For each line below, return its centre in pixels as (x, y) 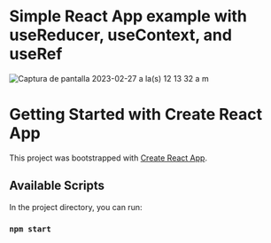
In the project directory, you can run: (76, 207)
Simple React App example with (128, 16)
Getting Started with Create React (136, 115)
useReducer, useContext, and (121, 35)
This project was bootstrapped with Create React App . (108, 158)
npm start (30, 229)
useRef (36, 54)
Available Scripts (57, 186)
